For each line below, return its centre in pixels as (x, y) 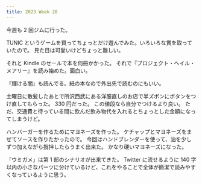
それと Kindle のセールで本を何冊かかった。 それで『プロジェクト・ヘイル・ (101, 63)
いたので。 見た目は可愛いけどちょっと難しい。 (65, 50)
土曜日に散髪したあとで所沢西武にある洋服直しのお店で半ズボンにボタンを (99, 96)
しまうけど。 (27, 119)
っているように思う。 (43, 174)
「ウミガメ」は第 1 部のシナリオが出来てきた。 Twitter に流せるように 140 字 (101, 159)
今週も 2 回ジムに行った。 (39, 30)
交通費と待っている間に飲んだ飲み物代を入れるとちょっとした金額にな (104, 111)
